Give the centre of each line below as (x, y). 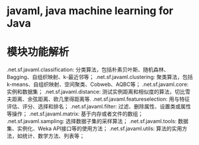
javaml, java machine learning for (90, 11)
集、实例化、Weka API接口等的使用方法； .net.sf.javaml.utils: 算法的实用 (94, 128)
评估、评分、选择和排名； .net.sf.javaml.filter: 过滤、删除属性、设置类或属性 (99, 107)
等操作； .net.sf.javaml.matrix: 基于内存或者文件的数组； (75, 114)
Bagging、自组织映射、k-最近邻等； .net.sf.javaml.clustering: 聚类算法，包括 (100, 77)
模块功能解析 (38, 52)
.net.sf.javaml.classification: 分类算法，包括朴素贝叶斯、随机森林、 (88, 70)
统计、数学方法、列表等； (53, 136)
